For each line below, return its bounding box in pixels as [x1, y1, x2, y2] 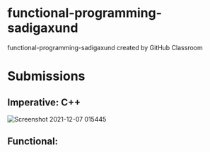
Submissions [7, 69, 86, 84]
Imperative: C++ [7, 96, 81, 108]
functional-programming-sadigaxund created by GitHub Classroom [7, 43, 203, 52]
